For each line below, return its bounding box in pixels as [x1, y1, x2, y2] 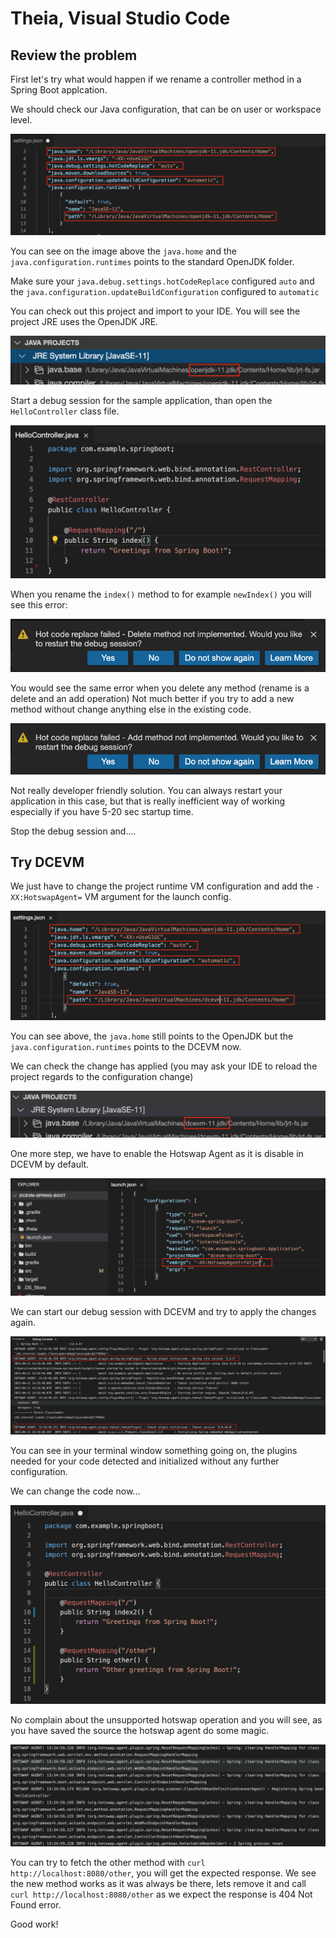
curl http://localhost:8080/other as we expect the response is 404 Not [10, 1888, 313, 1901]
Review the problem [10, 47, 138, 64]
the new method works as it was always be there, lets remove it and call [10, 1878, 307, 1890]
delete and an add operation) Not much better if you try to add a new [10, 693, 295, 705]
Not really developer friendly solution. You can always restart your [10, 784, 283, 796]
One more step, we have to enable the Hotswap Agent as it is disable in [10, 1148, 304, 1160]
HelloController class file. [10, 405, 120, 417]
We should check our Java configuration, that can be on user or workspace [10, 103, 322, 115]
